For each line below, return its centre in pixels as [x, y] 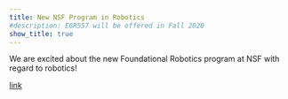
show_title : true [41, 34]
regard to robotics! [43, 68]
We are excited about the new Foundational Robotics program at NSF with [144, 59]
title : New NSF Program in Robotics [77, 17]
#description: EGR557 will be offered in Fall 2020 [107, 26]
